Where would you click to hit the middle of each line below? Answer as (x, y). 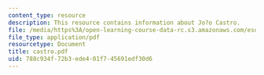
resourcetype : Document (47, 45)
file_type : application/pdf (54, 37)
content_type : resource (47, 15)
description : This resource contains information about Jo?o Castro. (125, 23)
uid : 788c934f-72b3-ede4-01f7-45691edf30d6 (81, 59)
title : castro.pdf (38, 52)
